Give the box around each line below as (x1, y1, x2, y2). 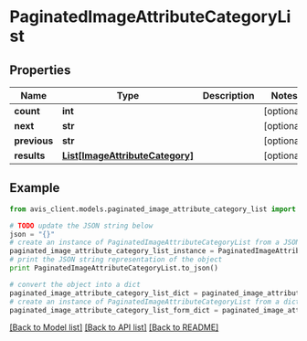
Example (9, 180, 60, 196)
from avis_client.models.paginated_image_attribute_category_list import (9, 204, 297, 214)
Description (202, 90, 255, 101)
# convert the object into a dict (9, 280, 142, 289)
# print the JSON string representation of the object (9, 255, 223, 264)
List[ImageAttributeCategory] (62, 149, 195, 162)
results (14, 149, 46, 162)
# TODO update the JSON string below (9, 221, 153, 230)
